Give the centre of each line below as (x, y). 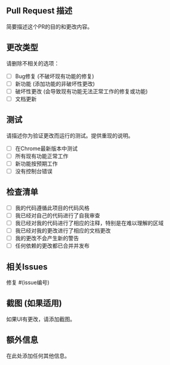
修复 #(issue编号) (28, 282)
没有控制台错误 (34, 171)
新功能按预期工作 (36, 163)
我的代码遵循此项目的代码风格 (52, 208)
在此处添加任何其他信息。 (38, 355)
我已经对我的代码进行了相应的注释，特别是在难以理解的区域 (89, 223)
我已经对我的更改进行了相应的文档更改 (63, 230)
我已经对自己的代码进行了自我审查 (57, 215)
